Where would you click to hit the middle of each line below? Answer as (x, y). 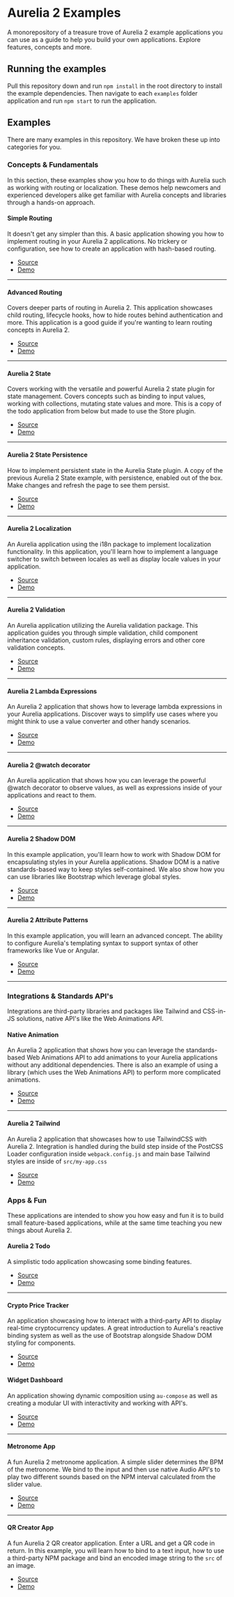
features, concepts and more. (50, 47)
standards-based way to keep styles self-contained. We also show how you (116, 869)
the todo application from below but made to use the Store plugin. (102, 411)
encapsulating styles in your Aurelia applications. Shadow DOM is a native (114, 862)
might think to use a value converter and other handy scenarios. (99, 721)
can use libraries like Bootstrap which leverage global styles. (94, 876)
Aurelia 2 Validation (36, 610)
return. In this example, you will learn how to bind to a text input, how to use (116, 1550)
